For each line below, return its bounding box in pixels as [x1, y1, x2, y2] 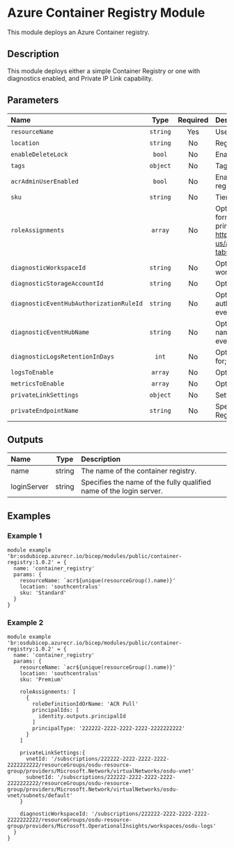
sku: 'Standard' [19, 589, 68, 597]
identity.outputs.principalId [38, 713, 127, 720]
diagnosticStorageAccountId [10, 279, 104, 287]
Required [177, 115, 209, 125]
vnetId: [25, 755, 49, 763]
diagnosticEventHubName [10, 328, 90, 336]
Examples [7, 510, 51, 522]
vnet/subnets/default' [7, 792, 73, 799]
